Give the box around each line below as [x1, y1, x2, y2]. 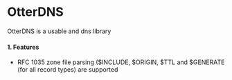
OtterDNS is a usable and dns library [7, 27, 111, 35]
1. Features [7, 43, 39, 51]
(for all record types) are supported [17, 66, 118, 74]
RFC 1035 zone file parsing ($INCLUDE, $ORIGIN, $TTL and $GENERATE [17, 58, 225, 66]
